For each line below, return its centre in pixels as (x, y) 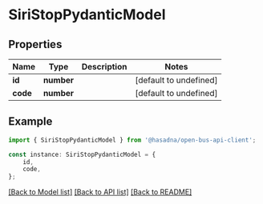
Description (104, 67)
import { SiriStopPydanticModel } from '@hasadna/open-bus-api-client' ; (132, 140)
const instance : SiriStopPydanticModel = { (82, 154)
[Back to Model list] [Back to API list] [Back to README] (100, 192)
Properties (35, 44)
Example (30, 122)
